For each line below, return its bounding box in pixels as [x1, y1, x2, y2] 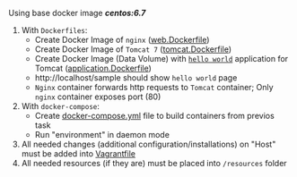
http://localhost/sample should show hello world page [34, 72, 238, 83]
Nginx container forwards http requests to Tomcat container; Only [34, 82, 275, 92]
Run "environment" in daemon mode [34, 130, 170, 139]
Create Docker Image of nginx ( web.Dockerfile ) [34, 35, 210, 45]
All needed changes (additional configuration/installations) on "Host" [21, 139, 276, 149]
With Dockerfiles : [21, 25, 88, 35]
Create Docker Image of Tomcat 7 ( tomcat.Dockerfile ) [34, 44, 232, 55]
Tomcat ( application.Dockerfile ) [34, 63, 152, 73]
